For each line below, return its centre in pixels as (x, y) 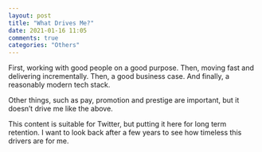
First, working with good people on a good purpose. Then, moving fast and (131, 68)
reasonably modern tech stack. (59, 85)
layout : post (30, 16)
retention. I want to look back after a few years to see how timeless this (125, 133)
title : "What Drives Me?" (51, 23)
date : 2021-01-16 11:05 (48, 30)
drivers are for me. (39, 141)
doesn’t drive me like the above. (61, 109)
